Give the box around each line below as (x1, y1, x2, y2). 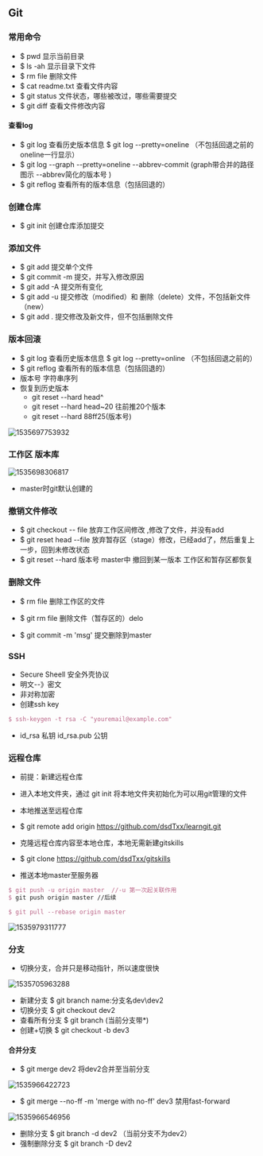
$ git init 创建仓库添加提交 (19, 221, 105, 231)
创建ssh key (19, 699, 60, 708)
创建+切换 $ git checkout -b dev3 (19, 1026, 130, 1035)
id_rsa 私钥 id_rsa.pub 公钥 (19, 731, 108, 740)
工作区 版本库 (8, 448, 60, 460)
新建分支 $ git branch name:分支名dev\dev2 (19, 995, 164, 1005)
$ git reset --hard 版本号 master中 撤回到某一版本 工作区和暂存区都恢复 (19, 555, 253, 564)
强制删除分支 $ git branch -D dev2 (19, 1139, 133, 1148)
